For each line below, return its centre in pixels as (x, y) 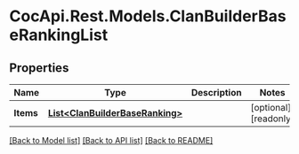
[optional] (271, 108)
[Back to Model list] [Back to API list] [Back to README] (111, 140)
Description (216, 92)
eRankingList (59, 35)
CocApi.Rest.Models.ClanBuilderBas (148, 16)
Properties (39, 68)
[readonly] (273, 119)
